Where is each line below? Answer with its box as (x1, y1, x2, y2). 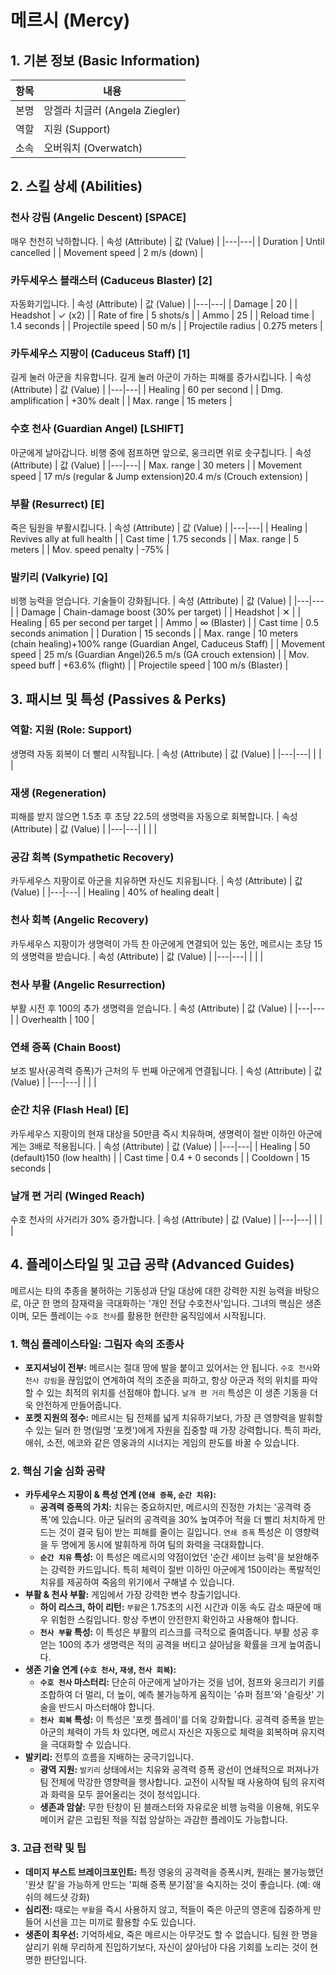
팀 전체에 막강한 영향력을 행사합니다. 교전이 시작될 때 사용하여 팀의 (39, 1776, 299, 1788)
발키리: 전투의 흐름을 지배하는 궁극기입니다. (24, 1751, 194, 1763)
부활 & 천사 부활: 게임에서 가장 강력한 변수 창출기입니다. (24, 1589, 241, 1601)
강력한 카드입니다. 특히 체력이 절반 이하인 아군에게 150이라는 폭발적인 (50, 1564, 322, 1576)
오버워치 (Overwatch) (43, 141, 143, 155)
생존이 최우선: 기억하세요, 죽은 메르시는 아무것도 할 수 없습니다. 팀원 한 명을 (24, 1928, 318, 1940)
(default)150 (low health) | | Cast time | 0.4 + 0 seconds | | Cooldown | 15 (10, 1151, 311, 1163)
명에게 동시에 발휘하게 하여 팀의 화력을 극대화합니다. (61, 1539, 265, 1551)
